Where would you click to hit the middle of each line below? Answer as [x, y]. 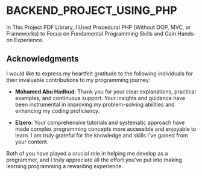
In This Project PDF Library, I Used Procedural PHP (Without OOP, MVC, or [99, 27]
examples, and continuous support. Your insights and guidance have [100, 98]
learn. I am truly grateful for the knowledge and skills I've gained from [101, 135]
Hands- [187, 33]
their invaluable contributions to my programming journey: [78, 80]
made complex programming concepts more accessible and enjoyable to [106, 129]
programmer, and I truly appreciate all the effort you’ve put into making [94, 160]
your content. [32, 142]
